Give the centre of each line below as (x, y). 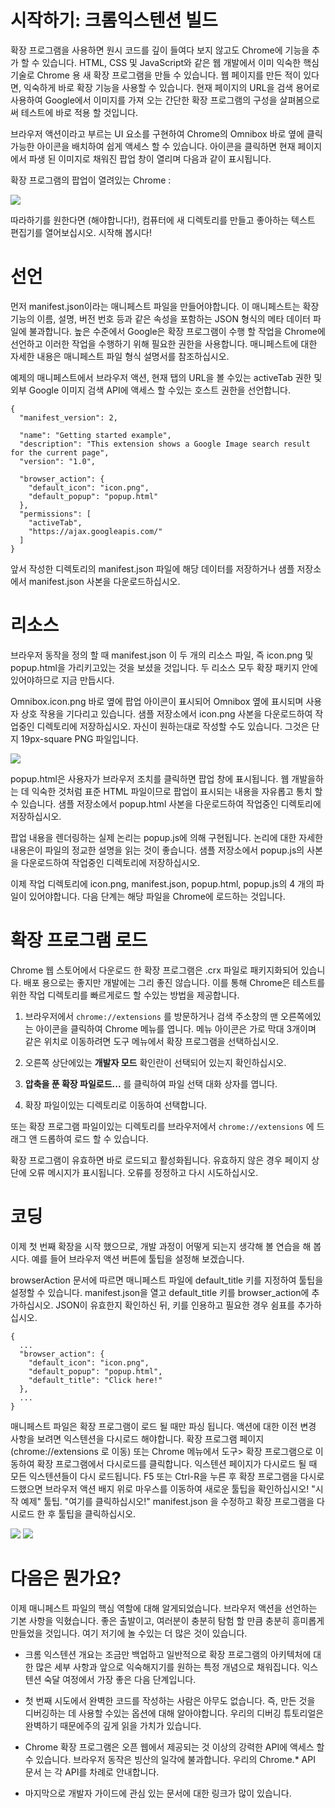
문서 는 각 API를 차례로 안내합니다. (92, 1772)
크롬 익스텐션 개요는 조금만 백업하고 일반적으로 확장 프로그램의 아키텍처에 (168, 1654)
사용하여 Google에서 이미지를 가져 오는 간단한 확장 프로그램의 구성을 (144, 100)
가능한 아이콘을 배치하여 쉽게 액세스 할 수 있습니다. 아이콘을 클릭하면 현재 (153, 146)
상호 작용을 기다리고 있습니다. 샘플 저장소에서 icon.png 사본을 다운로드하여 (166, 713)
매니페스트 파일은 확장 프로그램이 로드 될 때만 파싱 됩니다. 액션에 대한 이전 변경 (163, 1426)
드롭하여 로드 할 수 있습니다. (94, 1138)
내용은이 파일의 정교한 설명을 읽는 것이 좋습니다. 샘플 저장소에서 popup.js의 (157, 850)
